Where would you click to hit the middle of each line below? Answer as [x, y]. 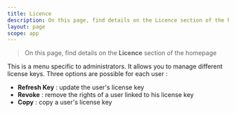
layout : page [26, 27]
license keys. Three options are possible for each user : [87, 74]
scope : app [23, 33]
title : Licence [29, 14]
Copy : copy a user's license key [65, 103]
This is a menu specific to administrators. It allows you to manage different [115, 66]
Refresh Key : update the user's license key [81, 87]
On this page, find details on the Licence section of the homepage [120, 53]
